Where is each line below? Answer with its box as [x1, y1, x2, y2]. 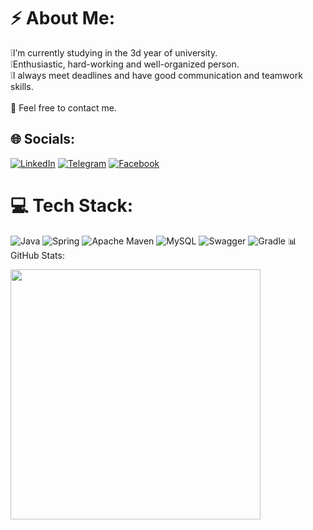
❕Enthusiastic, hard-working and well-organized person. [10, 58, 240, 70]
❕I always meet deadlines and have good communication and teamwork [10, 69, 303, 81]
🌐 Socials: [10, 131, 76, 148]
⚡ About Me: [10, 7, 115, 30]
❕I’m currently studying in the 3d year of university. [10, 46, 218, 59]
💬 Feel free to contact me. [10, 101, 117, 114]
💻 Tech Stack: [10, 194, 134, 217]
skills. [10, 80, 34, 92]
